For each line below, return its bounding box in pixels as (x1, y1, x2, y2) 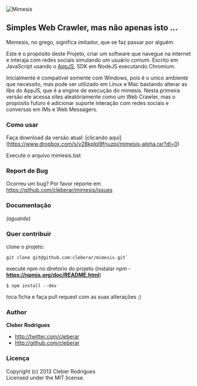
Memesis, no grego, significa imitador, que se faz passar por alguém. (6, 39, 175, 46)
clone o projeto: (6, 243, 44, 250)
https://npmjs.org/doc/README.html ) (6, 271, 102, 279)
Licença (6, 354, 30, 362)
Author (6, 308, 27, 316)
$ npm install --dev (6, 283, 57, 289)
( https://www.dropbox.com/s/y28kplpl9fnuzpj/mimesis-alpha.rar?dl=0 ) (6, 140, 180, 148)
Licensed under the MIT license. (6, 374, 85, 381)
